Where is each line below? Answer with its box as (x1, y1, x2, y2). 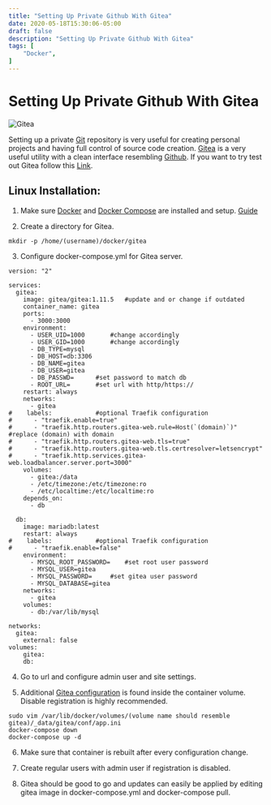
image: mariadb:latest (23, 523, 100, 531)
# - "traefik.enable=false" (8, 544, 122, 552)
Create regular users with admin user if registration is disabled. (19, 763, 231, 773)
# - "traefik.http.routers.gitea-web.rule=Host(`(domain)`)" (8, 423, 238, 431)
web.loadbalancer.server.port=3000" (8, 458, 132, 467)
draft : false (8, 27, 53, 35)
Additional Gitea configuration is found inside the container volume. (19, 687, 246, 697)
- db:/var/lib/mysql (29, 608, 100, 616)
